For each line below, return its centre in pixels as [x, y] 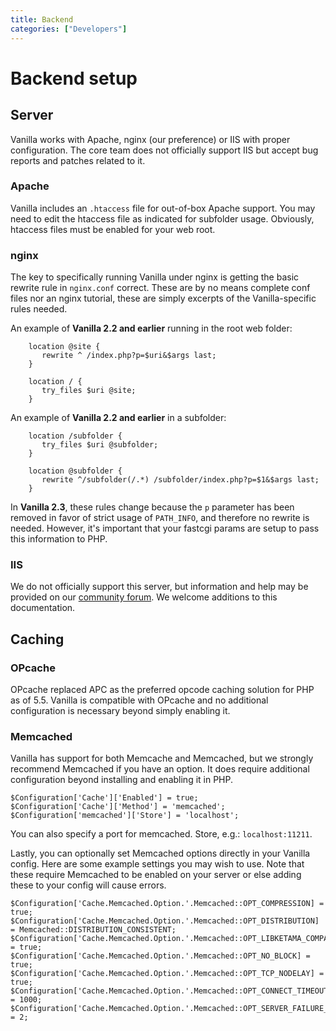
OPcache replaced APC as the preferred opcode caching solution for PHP [162, 690]
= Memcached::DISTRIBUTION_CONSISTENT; [93, 930]
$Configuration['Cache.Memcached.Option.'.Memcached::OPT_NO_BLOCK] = [160, 956]
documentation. [43, 608]
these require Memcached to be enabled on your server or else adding [156, 875]
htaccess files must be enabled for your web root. [113, 229]
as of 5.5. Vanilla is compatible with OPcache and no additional [139, 700]
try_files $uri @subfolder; [100, 445]
